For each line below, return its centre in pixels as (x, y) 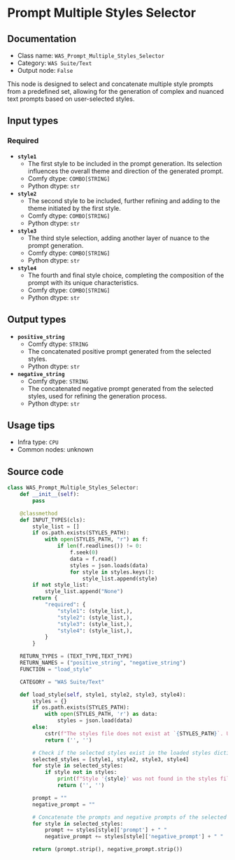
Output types (37, 320)
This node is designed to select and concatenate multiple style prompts (110, 84)
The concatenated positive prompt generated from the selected (119, 351)
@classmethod (39, 513)
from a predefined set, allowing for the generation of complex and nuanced (116, 91)
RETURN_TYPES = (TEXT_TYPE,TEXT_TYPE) (76, 656)
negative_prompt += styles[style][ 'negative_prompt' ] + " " (134, 837)
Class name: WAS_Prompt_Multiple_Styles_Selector (91, 55)
